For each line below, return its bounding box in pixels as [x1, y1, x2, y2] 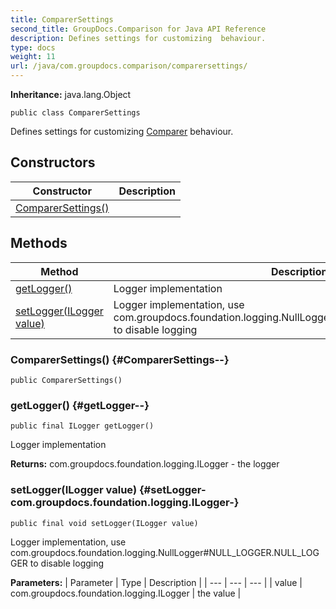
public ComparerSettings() [10, 375, 123, 385]
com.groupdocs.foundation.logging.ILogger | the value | [10, 587, 242, 599]
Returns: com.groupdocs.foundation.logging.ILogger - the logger [10, 458, 280, 470]
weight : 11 [10, 52, 56, 62]
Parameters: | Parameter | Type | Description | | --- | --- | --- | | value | [10, 576, 303, 588]
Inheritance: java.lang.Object [10, 89, 132, 100]
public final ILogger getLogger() [10, 421, 155, 431]
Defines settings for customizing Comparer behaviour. [10, 126, 234, 137]
